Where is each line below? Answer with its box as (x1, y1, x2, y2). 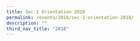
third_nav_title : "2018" (6, 25, 69, 32)
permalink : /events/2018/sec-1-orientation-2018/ (6, 14, 135, 20)
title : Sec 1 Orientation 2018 (6, 8, 85, 15)
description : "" (6, 20, 47, 26)
